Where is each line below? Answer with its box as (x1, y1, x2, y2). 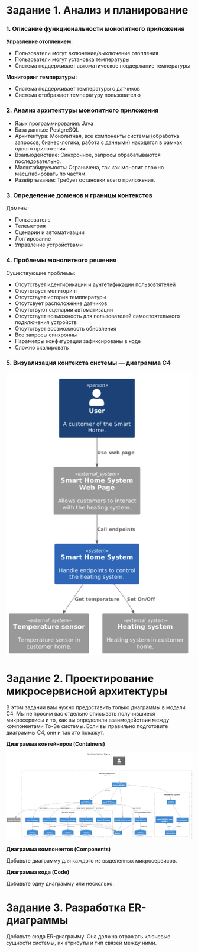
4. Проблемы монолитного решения (6, 256, 117, 264)
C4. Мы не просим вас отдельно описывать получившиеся (6, 710, 155, 717)
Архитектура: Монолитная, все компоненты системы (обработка (14, 132, 180, 139)
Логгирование (14, 235, 51, 242)
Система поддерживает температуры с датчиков (14, 85, 140, 92)
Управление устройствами (14, 241, 83, 249)
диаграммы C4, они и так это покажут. (6, 729, 105, 736)
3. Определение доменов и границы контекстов (6, 191, 152, 199)
